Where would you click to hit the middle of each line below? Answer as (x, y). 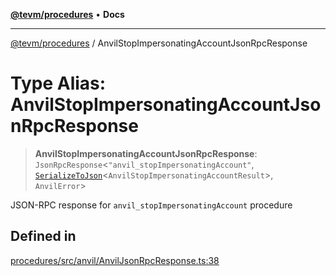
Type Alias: (58, 83)
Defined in (43, 236)
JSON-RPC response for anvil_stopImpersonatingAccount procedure (151, 205)
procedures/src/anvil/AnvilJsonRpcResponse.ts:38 (115, 260)
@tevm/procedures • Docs (67, 14)
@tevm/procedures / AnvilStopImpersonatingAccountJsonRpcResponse (159, 43)
